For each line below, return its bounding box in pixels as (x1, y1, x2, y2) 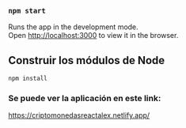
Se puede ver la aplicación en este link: (8, 93, 161, 104)
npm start (8, 6, 46, 15)
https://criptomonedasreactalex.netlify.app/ (8, 111, 150, 120)
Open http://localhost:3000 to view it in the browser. (8, 31, 179, 40)
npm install (8, 74, 47, 83)
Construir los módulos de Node (8, 54, 165, 67)
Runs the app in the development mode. (8, 22, 139, 32)
